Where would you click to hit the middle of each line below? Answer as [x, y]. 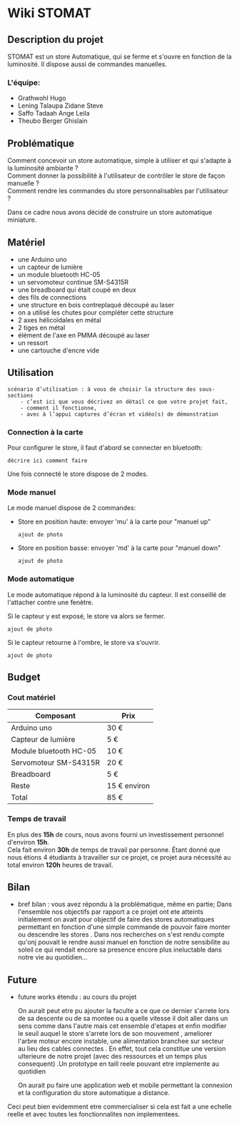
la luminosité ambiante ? [43, 168]
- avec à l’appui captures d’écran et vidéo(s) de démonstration [119, 414]
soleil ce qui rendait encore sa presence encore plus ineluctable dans [120, 950]
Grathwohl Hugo [42, 98]
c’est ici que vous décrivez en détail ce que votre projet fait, [127, 402]
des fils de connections [52, 297]
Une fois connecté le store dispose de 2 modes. [78, 474]
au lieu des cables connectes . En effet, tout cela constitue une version [122, 1049]
